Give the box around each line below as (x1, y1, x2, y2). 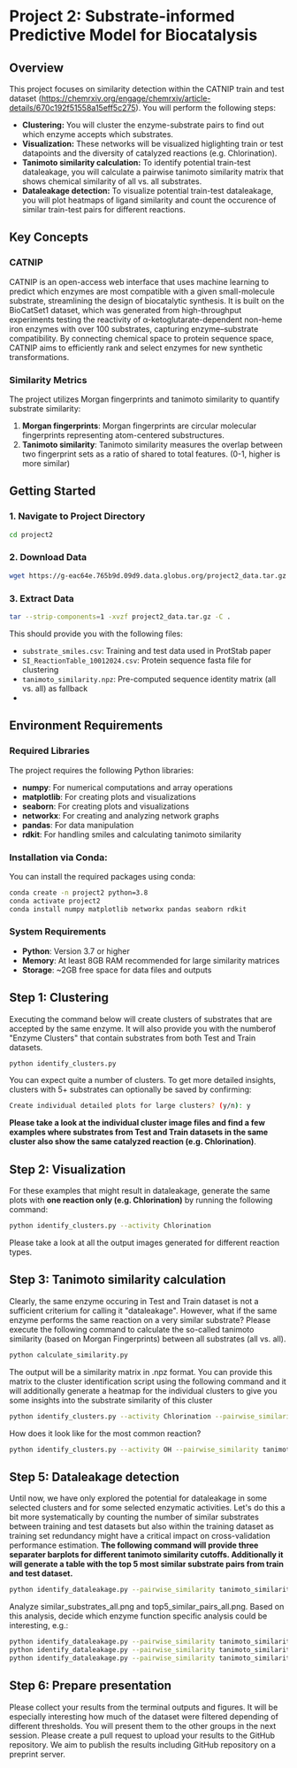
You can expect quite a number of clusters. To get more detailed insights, (9, 1075, 277, 1086)
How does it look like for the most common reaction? (9, 1427, 202, 1439)
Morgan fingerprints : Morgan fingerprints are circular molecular (21, 420, 257, 431)
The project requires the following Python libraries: (9, 765, 194, 775)
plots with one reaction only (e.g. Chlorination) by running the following (9, 1195, 273, 1205)
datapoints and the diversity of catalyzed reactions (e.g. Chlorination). (21, 148, 278, 158)
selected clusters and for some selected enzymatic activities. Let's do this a (9, 1503, 286, 1513)
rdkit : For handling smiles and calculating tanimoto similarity (21, 829, 241, 840)
